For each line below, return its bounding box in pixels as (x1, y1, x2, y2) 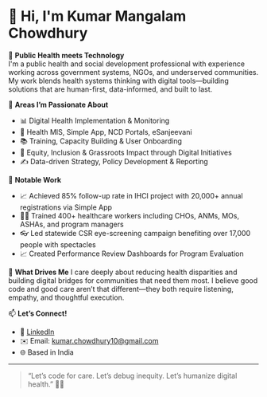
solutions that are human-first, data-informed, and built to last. (8, 84, 213, 94)
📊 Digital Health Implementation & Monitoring (19, 116, 170, 125)
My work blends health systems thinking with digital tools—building (8, 76, 229, 85)
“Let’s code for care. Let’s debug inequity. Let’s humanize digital (27, 371, 238, 380)
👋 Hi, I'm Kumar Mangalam (8, 7, 187, 26)
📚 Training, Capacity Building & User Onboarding (19, 136, 183, 146)
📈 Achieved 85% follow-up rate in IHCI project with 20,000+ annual (19, 191, 244, 200)
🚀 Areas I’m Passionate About (8, 100, 109, 109)
